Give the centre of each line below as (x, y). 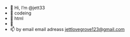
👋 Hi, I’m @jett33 (27, 8)
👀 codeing (21, 13)
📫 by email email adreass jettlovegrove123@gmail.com (67, 29)
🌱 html (17, 18)
